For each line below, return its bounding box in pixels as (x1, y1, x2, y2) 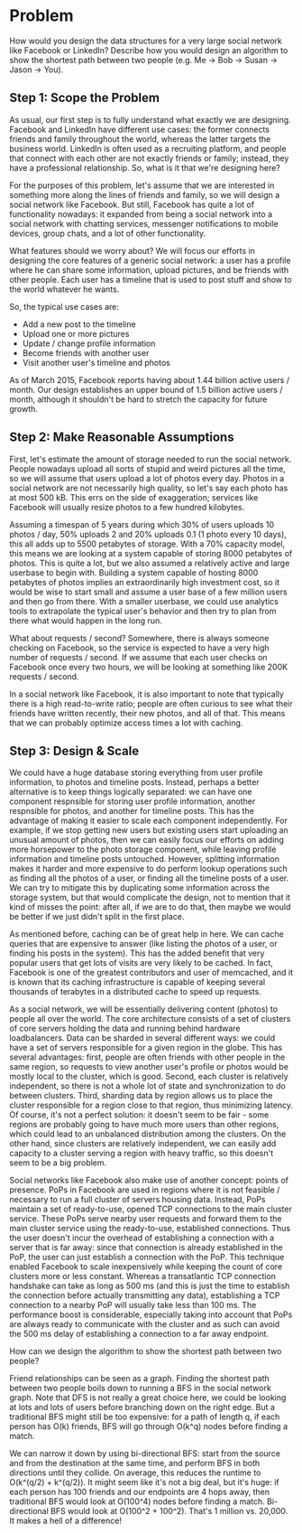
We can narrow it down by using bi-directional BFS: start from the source (9, 1448, 281, 1459)
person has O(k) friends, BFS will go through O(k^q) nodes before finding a (9, 1421, 288, 1432)
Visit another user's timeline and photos (22, 357, 171, 368)
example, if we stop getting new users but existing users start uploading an (9, 825, 288, 836)
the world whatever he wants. (9, 284, 120, 294)
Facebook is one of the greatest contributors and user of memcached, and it (9, 967, 293, 978)
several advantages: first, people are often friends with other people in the (9, 1052, 286, 1062)
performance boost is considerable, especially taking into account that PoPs (9, 1309, 293, 1320)
